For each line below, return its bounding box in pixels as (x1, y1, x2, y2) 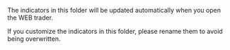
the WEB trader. (7, 13, 54, 22)
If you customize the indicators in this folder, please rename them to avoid (7, 27, 223, 35)
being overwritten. (7, 35, 61, 43)
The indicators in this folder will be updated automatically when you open (7, 6, 222, 14)
